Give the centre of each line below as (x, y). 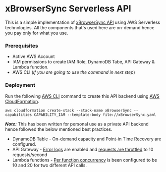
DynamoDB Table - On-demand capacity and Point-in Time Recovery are (87, 139)
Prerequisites (22, 46)
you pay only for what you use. (37, 33)
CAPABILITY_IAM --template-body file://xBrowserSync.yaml (95, 115)
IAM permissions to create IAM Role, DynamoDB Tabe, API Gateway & (83, 62)
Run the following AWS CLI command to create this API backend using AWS (82, 96)
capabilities (19, 115)
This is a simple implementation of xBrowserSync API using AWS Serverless (83, 22)
